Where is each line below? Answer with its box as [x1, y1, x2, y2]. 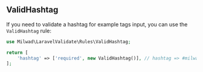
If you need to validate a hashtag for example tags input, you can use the [6, 20, 188, 28]
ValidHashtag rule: [6, 27, 51, 34]
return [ [6, 49, 28, 56]
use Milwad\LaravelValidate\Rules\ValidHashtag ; [6, 38, 131, 44]
